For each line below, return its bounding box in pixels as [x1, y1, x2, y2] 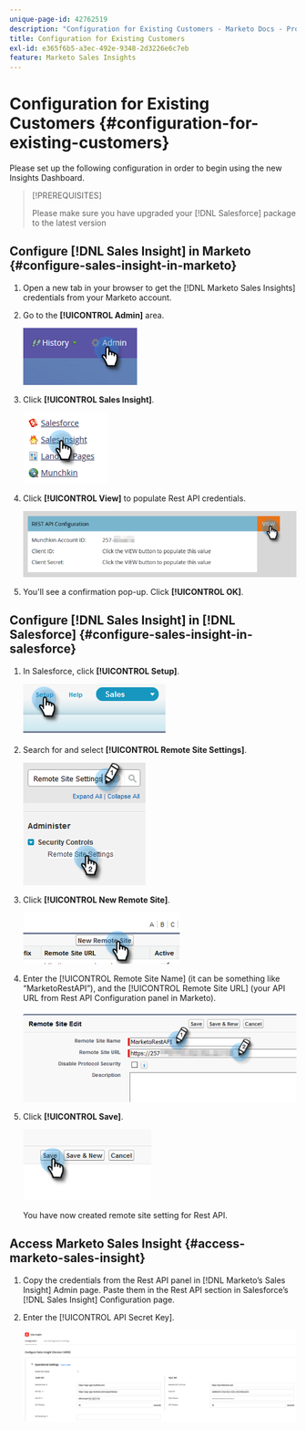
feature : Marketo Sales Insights [9, 53, 137, 63]
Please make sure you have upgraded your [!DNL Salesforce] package [31, 208, 296, 219]
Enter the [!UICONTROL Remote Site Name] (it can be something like [22, 973, 280, 984]
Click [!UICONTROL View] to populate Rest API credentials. [22, 493, 246, 504]
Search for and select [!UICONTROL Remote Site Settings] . [22, 744, 248, 755]
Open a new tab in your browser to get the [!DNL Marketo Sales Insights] [22, 282, 296, 293]
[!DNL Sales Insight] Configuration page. [22, 1294, 175, 1305]
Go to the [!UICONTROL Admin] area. [22, 309, 165, 320]
